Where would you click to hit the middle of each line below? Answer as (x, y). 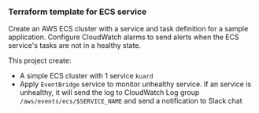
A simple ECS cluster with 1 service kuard (86, 76)
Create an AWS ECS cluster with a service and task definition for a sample (128, 29)
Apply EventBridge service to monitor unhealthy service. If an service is (135, 84)
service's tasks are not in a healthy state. (75, 46)
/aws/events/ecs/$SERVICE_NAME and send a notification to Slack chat (131, 101)
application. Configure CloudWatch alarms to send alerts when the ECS (124, 37)
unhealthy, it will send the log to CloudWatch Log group (109, 93)
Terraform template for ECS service (78, 12)
